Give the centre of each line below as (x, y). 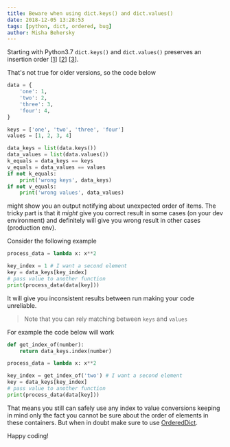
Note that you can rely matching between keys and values (105, 319)
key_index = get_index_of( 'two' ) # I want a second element (95, 376)
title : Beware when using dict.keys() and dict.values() (90, 13)
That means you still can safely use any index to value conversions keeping (114, 408)
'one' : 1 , (34, 92)
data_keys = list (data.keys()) (52, 148)
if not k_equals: (32, 173)
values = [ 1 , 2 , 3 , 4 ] (39, 136)
